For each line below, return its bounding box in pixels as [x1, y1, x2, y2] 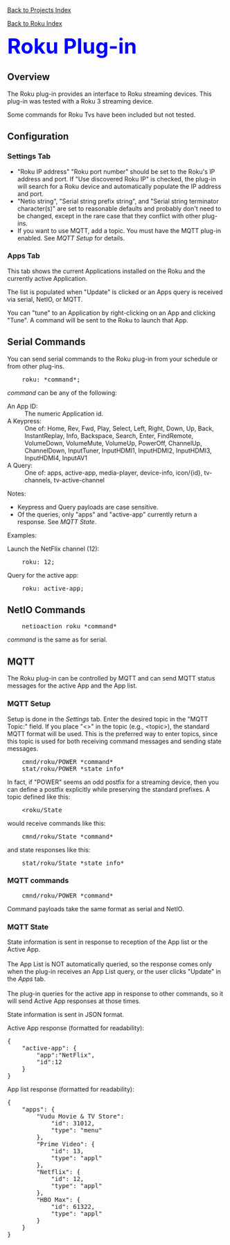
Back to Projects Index [7, 6, 71, 14]
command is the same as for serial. [7, 635, 107, 644]
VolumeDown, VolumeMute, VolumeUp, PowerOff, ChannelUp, [24, 439, 202, 447]
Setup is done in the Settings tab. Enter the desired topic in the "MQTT [7, 715, 209, 723]
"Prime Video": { [36, 1140, 96, 1148]
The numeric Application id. [24, 409, 104, 418]
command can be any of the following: [7, 389, 118, 397]
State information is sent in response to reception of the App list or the [7, 938, 208, 946]
